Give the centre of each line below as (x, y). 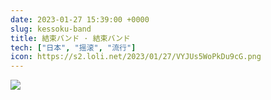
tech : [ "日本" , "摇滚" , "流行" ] (73, 47)
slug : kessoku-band (51, 29)
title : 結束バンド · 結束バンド (70, 38)
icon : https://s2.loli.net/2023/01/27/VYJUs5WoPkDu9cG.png (136, 57)
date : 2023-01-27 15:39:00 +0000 (80, 19)
